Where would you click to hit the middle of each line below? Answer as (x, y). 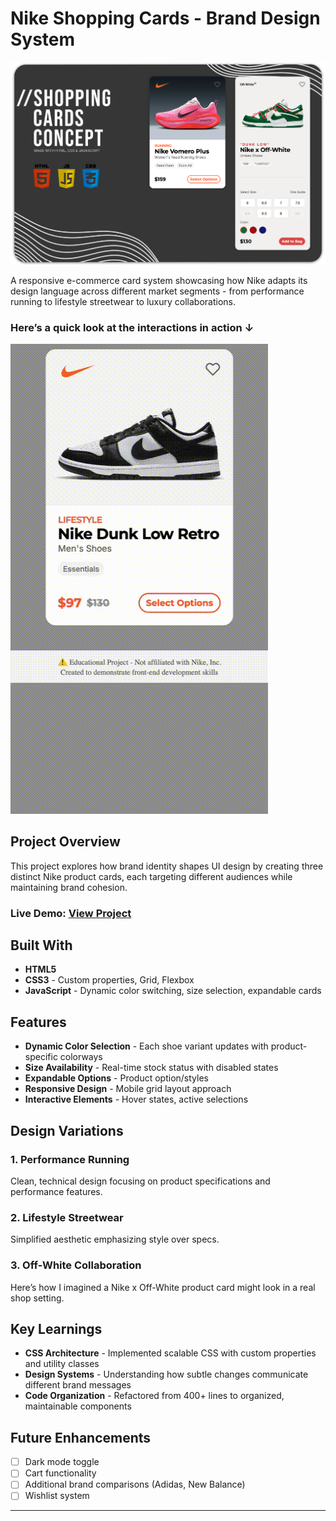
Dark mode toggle (62, 1462)
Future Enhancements (81, 1437)
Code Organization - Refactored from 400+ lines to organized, (154, 1396)
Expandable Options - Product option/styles (116, 1078)
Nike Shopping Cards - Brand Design (165, 18)
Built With (41, 945)
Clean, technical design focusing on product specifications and (140, 1181)
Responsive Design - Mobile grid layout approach (128, 1089)
